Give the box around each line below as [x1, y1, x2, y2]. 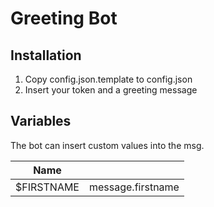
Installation [10, 47, 82, 64]
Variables [10, 113, 72, 130]
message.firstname [88, 180, 180, 194]
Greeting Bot [10, 7, 118, 30]
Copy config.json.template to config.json [24, 73, 193, 85]
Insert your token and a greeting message [24, 84, 198, 96]
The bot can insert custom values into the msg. [10, 139, 205, 151]
